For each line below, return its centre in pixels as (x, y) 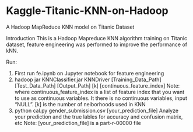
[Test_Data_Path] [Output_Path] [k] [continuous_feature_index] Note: (97, 85)
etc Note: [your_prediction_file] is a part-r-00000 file (78, 123)
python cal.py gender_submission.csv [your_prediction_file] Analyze (96, 110)
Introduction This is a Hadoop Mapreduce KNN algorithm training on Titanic (97, 38)
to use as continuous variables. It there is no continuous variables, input (101, 98)
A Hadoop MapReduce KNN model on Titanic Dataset (70, 27)
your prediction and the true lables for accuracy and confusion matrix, (99, 117)
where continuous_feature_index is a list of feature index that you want (99, 92)
